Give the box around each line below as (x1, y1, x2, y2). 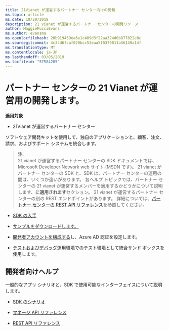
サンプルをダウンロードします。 (12, 223, 79, 229)
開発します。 (32, 95, 85, 107)
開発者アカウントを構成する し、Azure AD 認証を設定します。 (12, 234, 140, 240)
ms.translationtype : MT (5, 45, 56, 50)
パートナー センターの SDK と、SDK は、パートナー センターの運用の (17, 170, 162, 176)
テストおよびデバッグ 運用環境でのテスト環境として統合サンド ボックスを (12, 245, 164, 251)
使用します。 (12, 251, 39, 257)
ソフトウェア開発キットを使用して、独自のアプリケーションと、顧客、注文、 (5, 134, 164, 140)
